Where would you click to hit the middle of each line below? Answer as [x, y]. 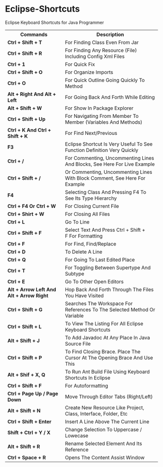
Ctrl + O [17, 83]
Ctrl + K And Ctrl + [29, 130]
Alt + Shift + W [25, 108]
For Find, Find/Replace [90, 243]
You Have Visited [84, 296]
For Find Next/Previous [91, 133]
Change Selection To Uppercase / [103, 430]
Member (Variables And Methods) [104, 122]
